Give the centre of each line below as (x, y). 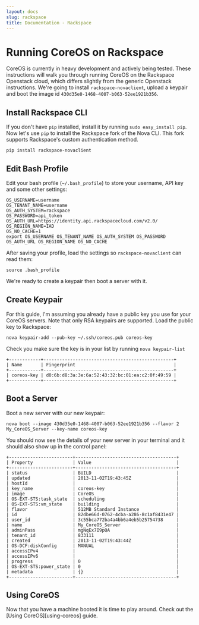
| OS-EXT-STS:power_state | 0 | (93, 566)
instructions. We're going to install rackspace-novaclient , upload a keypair (97, 87)
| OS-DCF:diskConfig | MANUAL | (93, 546)
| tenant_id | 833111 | (93, 535)
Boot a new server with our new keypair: (56, 413)
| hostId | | (93, 483)
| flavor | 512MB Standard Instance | (93, 509)
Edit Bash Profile (37, 169)
